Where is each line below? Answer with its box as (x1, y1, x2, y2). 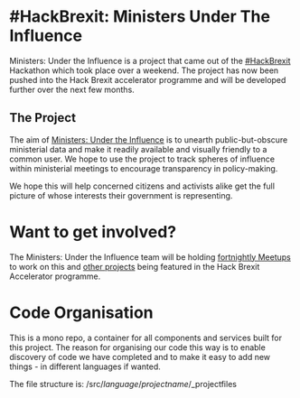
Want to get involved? (9, 221, 177, 242)
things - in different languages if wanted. (9, 361, 161, 372)
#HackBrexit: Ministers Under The (9, 6, 271, 27)
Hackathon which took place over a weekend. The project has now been (9, 65, 279, 76)
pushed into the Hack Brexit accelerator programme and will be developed (9, 74, 286, 85)
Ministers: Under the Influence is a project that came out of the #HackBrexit (9, 55, 291, 66)
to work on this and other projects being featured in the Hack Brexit (9, 261, 260, 272)
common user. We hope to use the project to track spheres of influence (9, 153, 276, 164)
